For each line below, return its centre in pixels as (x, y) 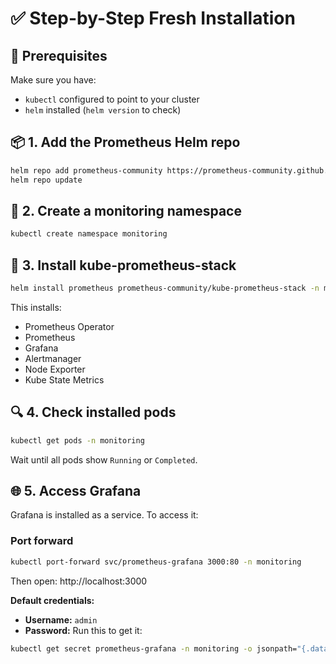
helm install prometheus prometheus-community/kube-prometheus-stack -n (165, 288)
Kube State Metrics (64, 379)
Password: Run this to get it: (83, 630)
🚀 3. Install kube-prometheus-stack (123, 265)
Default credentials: (52, 600)
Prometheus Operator (69, 326)
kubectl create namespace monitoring (89, 234)
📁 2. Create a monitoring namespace (126, 210)
